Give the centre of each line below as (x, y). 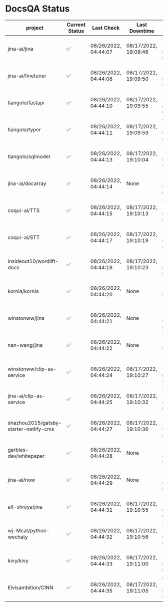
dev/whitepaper (26, 456)
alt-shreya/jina (25, 507)
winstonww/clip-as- (32, 369)
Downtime (142, 31)
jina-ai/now (21, 480)
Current (76, 25)
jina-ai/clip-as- (27, 395)
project (34, 28)
